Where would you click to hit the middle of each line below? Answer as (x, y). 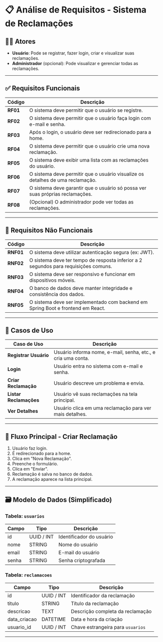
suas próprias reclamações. (61, 194)
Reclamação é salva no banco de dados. (53, 474)
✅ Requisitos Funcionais (42, 88)
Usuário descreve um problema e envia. (99, 383)
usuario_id (19, 627)
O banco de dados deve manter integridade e (81, 288)
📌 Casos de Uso (29, 330)
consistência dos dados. (57, 294)
